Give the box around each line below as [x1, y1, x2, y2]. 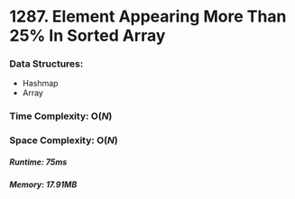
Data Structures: [9, 58, 84, 70]
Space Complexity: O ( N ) [9, 134, 119, 147]
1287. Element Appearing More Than [9, 6, 287, 27]
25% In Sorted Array [9, 25, 166, 46]
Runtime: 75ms [9, 156, 68, 167]
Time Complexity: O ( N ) [9, 110, 113, 122]
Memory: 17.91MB [9, 179, 78, 190]
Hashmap [22, 78, 59, 89]
